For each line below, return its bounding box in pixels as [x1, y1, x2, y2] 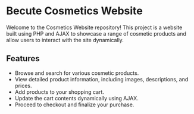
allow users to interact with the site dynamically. [6, 36, 124, 43]
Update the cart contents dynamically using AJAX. [14, 94, 139, 102]
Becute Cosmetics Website [6, 4, 143, 18]
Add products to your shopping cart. [14, 88, 104, 96]
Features [6, 53, 40, 64]
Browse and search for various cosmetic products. [14, 69, 139, 77]
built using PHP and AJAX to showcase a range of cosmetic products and [6, 30, 186, 37]
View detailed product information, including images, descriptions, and [14, 75, 189, 83]
